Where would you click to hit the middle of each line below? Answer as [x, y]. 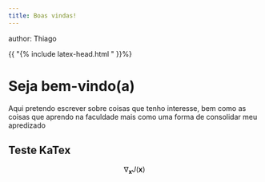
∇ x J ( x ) [135, 170]
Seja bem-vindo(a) [72, 86]
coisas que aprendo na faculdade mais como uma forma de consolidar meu [133, 117]
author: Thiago [33, 38]
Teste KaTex [40, 150]
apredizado [27, 125]
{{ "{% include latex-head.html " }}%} [70, 53]
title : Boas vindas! [43, 16]
